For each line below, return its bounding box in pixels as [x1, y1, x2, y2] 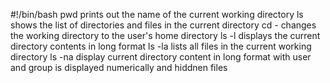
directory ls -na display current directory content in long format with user [10, 51, 312, 63]
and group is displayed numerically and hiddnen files [10, 62, 228, 73]
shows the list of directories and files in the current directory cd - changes [10, 19, 317, 31]
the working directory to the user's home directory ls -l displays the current [10, 30, 321, 41]
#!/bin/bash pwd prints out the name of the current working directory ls [10, 9, 304, 20]
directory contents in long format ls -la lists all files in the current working [10, 40, 312, 52]
